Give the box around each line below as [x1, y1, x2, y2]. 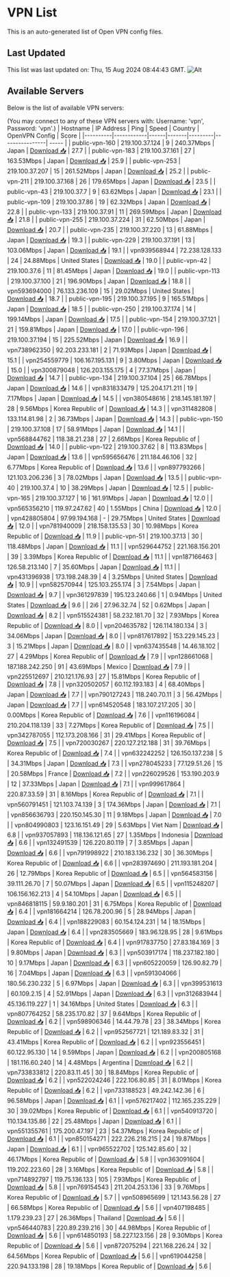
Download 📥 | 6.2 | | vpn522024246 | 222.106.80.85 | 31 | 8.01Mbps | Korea [7, 1076, 222, 1084]
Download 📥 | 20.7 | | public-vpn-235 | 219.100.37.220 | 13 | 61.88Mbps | [7, 225, 213, 233]
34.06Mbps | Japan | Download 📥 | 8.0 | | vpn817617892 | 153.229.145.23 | [7, 631, 219, 640]
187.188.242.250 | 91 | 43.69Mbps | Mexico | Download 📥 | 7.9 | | [7, 662, 190, 670]
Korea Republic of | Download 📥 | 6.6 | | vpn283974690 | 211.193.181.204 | [7, 859, 217, 867]
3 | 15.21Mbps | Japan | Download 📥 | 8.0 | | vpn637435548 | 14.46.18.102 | [7, 642, 220, 650]
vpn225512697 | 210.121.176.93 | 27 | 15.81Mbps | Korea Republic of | [7, 672, 200, 681]
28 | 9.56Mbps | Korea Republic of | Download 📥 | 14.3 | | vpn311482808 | [7, 404, 217, 412]
